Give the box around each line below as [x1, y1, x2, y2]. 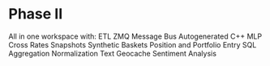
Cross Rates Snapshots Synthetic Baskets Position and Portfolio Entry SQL [8, 39, 257, 49]
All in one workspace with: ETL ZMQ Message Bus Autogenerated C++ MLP [8, 31, 262, 41]
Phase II [8, 5, 63, 23]
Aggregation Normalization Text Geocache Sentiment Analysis [8, 48, 217, 58]
